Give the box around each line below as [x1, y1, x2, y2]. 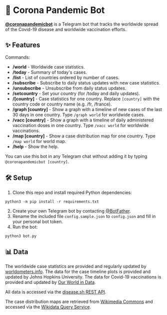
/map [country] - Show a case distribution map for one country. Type [12, 132, 156, 139]
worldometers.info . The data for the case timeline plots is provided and [5, 268, 151, 274]
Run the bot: [12, 223, 38, 229]
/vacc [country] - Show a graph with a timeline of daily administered [12, 117, 154, 123]
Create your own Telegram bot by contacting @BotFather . [12, 207, 131, 214]
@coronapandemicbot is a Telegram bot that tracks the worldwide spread [5, 21, 159, 27]
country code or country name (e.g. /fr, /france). [12, 101, 112, 107]
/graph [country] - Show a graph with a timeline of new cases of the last [12, 106, 162, 112]
